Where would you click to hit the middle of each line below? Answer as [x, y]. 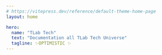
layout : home [22, 17]
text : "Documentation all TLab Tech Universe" [69, 38]
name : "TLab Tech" [34, 32]
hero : [13, 27]
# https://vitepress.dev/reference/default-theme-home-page [81, 11]
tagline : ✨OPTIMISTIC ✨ [41, 43]
